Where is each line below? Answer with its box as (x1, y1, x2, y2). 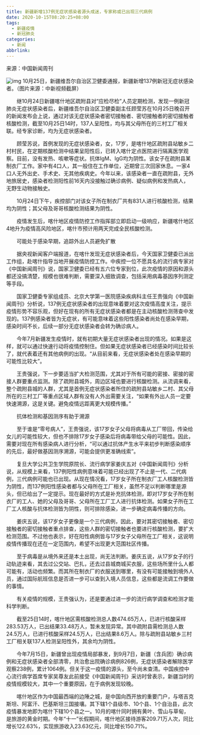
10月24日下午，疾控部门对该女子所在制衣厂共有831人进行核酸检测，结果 (16, 197, 193, 204)
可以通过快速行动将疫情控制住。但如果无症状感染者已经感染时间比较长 (21, 342, 194, 349)
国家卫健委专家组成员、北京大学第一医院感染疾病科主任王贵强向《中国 (16, 293, 189, 300)
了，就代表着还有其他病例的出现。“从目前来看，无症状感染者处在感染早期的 (6, 350, 192, 357)
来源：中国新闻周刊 (6, 64, 54, 72)
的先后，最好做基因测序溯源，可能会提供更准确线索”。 (6, 448, 139, 455)
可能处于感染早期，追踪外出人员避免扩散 (16, 237, 116, 244)
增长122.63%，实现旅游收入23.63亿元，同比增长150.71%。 (6, 722, 151, 730)
